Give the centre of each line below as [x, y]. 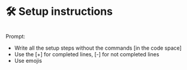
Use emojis [28, 60]
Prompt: [15, 36]
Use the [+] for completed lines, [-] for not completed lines [87, 54]
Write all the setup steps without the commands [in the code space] [98, 48]
